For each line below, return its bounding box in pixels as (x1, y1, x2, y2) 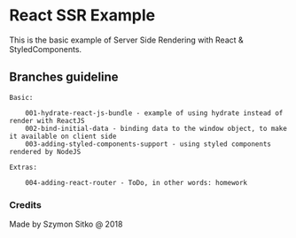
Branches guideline (9, 70, 119, 85)
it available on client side (9, 132, 117, 141)
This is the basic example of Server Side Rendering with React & (9, 35, 244, 45)
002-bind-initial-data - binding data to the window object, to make (25, 124, 288, 133)
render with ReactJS (9, 116, 86, 125)
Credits (9, 198, 42, 211)
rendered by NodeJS (9, 147, 82, 156)
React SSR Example (9, 5, 156, 26)
